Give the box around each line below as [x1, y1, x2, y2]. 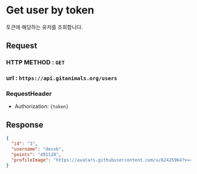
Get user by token [6, 4, 94, 17]
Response [6, 120, 44, 130]
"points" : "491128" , [11, 151, 62, 158]
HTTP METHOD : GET [6, 58, 65, 67]
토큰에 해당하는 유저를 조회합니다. [6, 23, 83, 30]
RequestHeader [6, 90, 52, 98]
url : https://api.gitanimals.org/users [6, 74, 117, 82]
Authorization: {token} [14, 103, 69, 110]
